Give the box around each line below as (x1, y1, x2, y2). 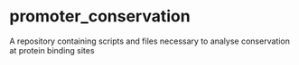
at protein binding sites (9, 45, 95, 55)
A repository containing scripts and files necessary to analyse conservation (9, 36, 291, 46)
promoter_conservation (9, 6, 192, 27)
